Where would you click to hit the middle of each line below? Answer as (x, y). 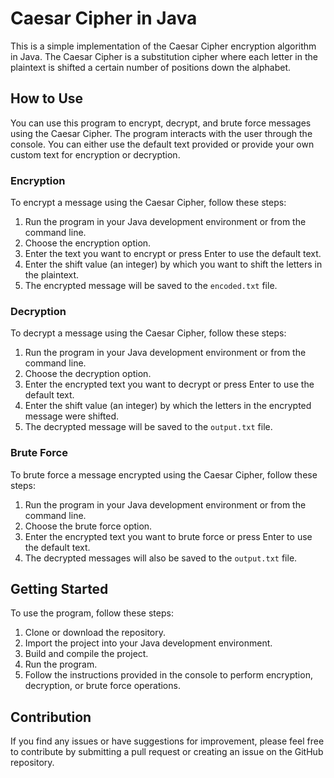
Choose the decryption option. (88, 374)
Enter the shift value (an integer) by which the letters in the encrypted (168, 406)
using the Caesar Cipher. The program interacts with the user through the (161, 133)
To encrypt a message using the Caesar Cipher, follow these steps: (148, 203)
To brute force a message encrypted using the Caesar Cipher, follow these (164, 474)
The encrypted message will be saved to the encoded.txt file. (151, 286)
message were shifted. (72, 416)
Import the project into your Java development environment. (148, 643)
